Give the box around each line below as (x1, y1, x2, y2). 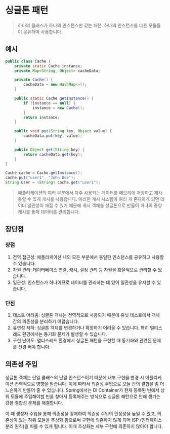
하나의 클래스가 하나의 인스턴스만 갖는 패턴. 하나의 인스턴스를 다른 (17, 22, 148, 28)
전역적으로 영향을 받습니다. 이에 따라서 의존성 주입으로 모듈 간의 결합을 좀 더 (14, 381, 164, 387)
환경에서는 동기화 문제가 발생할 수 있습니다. (22, 331, 107, 337)
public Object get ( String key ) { (14, 147, 85, 152)
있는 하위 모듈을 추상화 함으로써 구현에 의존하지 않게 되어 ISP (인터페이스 (18, 417, 162, 423)
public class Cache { (5, 59, 51, 64)
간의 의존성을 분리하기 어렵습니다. (12, 318, 79, 324)
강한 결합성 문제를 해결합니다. (5, 400, 64, 406)
